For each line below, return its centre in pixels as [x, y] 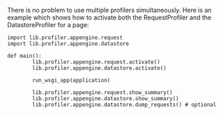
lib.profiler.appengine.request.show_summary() [102, 93]
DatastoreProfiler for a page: [48, 25]
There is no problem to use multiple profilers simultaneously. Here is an [109, 10]
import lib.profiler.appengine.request [65, 38]
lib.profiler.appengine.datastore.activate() [100, 68]
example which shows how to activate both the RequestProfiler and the [109, 17]
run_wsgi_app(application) [71, 80]
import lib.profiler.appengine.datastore [68, 44]
